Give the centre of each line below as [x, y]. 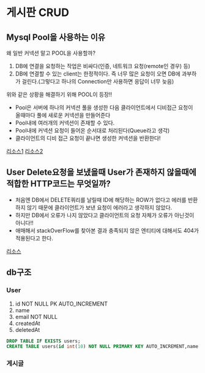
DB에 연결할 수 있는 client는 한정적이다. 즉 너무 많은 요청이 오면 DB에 [98, 74]
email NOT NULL [36, 317]
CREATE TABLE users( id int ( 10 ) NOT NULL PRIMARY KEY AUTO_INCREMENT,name [102, 347]
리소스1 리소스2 [25, 151]
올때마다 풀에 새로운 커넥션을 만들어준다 [63, 115]
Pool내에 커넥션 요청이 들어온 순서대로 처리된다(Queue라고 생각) [92, 130]
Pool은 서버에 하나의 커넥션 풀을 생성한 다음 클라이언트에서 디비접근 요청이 [104, 107]
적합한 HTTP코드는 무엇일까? [59, 184]
